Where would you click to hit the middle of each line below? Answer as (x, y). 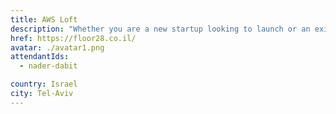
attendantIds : (40, 57)
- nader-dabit (48, 66)
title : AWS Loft (44, 19)
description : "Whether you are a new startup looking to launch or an (160, 29)
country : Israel (44, 84)
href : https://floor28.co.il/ (73, 38)
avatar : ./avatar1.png (57, 47)
